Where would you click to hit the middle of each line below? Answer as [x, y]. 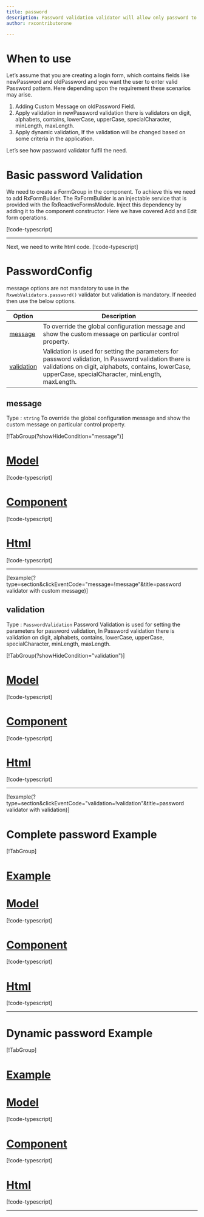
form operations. [27, 218]
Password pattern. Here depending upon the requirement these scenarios [99, 88]
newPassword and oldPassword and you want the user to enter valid [92, 82]
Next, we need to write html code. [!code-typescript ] [72, 247]
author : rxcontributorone [39, 23]
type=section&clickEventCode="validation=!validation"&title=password [95, 803]
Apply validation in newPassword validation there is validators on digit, [103, 113]
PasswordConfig [49, 271]
